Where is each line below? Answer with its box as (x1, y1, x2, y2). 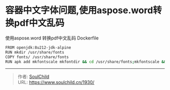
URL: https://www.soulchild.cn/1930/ (17, 79, 95, 85)
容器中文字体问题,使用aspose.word (5, 5, 153, 16)
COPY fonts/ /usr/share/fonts (5, 54, 69, 60)
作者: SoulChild (17, 74, 50, 80)
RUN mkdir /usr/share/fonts (5, 50, 65, 55)
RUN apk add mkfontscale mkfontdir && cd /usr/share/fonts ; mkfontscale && (5, 59, 166, 64)
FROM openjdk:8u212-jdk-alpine (5, 45, 71, 50)
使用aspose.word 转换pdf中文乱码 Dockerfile (5, 35, 99, 41)
